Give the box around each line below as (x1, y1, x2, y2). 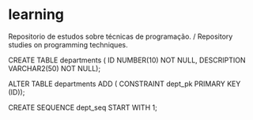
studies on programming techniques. (8, 39, 128, 49)
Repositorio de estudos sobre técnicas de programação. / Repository (8, 32, 233, 41)
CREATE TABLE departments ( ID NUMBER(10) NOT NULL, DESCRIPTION (8, 55, 247, 65)
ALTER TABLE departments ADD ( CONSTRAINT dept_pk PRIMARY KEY (8, 79, 241, 88)
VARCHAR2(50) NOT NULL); (8, 63, 101, 73)
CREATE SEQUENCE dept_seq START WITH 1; (8, 103, 158, 112)
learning (8, 6, 65, 24)
